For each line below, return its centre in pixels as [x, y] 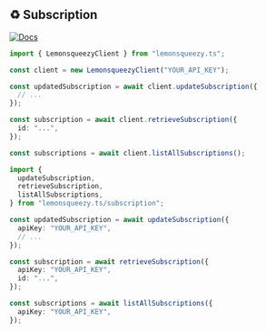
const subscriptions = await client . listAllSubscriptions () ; [128, 153]
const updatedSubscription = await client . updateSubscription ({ [133, 86]
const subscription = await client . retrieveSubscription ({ [123, 120]
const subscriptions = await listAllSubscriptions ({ [111, 304]
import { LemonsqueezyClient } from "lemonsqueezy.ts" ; [117, 54]
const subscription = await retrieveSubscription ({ [109, 262]
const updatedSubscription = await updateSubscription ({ [119, 220]
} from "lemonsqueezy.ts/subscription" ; [87, 204]
